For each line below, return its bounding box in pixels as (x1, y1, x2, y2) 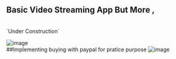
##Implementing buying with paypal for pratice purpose (6, 46, 147, 53)
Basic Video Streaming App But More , (6, 5, 155, 15)
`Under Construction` (6, 27, 60, 35)
